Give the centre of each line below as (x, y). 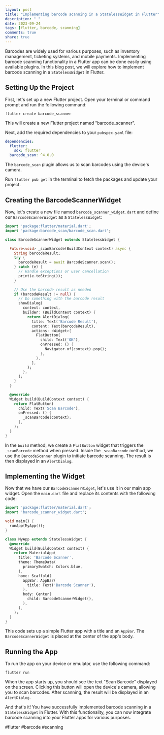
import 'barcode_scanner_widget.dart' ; (46, 512)
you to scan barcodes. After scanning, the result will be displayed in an (77, 692)
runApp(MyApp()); (27, 526)
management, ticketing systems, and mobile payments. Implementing (76, 56)
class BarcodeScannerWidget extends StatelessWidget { (63, 239)
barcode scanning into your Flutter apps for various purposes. (68, 718)
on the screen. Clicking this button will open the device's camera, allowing (81, 687)
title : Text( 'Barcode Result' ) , (65, 321)
